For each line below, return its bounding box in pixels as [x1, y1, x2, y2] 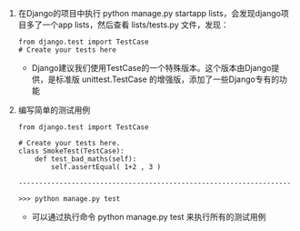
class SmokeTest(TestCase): [17, 146, 125, 156]
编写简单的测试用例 [17, 105, 91, 115]
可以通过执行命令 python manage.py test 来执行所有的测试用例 [31, 212, 266, 222]
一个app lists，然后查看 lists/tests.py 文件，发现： [42, 19, 229, 30]
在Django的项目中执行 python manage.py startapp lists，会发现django [17, 8, 282, 18]
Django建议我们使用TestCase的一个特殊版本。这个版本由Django [31, 63, 272, 73]
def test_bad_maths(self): [35, 155, 137, 164]
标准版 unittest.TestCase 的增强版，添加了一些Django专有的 [55, 74, 280, 85]
